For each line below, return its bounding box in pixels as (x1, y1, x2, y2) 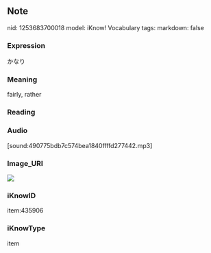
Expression (7, 40, 46, 50)
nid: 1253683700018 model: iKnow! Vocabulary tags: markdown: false (7, 23, 204, 32)
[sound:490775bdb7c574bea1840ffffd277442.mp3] (7, 141, 153, 149)
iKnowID (7, 191, 36, 200)
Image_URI (7, 158, 43, 168)
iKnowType (7, 224, 46, 233)
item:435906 (7, 206, 44, 215)
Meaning (7, 75, 38, 84)
